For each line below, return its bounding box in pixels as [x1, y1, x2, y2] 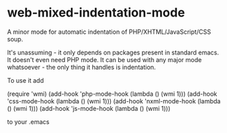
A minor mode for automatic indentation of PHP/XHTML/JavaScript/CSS [7, 28, 211, 36]
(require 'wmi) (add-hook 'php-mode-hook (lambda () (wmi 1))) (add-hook [7, 90, 217, 98]
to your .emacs [7, 117, 50, 125]
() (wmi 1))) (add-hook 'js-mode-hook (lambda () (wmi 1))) [7, 104, 171, 112]
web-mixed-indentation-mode [7, 5, 186, 21]
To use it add [7, 76, 44, 84]
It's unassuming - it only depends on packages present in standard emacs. [7, 48, 219, 57]
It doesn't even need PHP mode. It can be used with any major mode [7, 55, 202, 63]
